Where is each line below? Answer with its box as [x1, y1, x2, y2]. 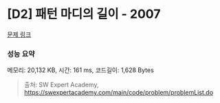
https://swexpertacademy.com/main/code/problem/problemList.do [23, 89, 214, 97]
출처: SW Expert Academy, [23, 80, 99, 89]
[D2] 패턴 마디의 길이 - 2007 [7, 6, 161, 22]
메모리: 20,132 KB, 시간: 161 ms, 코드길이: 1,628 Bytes [7, 66, 155, 74]
